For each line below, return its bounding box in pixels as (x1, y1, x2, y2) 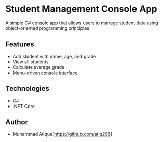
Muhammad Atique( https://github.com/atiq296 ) (12, 131, 113, 137)
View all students (12, 59, 49, 65)
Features (5, 40, 34, 49)
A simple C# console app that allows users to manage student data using (5, 20, 159, 26)
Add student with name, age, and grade (12, 53, 96, 59)
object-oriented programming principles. (5, 25, 91, 31)
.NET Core (12, 103, 35, 109)
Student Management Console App (5, 3, 157, 15)
